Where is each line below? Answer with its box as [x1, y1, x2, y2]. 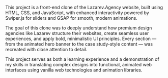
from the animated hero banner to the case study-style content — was [5, 41, 153, 47]
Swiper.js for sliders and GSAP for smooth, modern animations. [5, 15, 137, 21]
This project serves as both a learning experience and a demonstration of [5, 56, 159, 62]
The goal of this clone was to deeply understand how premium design [5, 25, 152, 31]
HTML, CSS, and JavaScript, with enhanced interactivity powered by [5, 10, 149, 16]
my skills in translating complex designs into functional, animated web [5, 62, 152, 67]
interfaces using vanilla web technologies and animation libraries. [5, 67, 143, 73]
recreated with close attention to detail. [5, 47, 88, 52]
